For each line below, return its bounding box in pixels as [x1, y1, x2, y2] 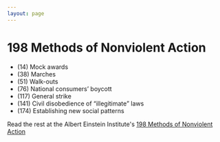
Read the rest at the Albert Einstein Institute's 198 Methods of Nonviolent [7, 120, 213, 128]
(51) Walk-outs [16, 77, 58, 85]
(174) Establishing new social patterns [16, 106, 125, 114]
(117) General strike [16, 92, 72, 100]
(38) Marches [16, 70, 56, 78]
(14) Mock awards [16, 63, 69, 71]
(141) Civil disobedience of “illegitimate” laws [16, 99, 144, 108]
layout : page [7, 10, 45, 17]
